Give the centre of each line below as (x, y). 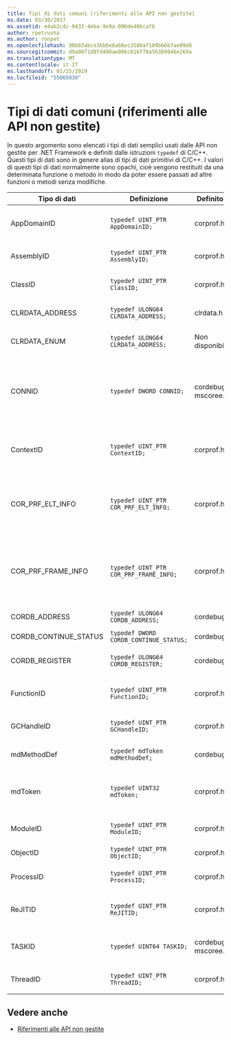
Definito (210, 199)
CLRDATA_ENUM (38, 342)
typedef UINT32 (135, 788)
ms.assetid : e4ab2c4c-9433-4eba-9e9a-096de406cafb (81, 26)
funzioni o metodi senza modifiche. (57, 182)
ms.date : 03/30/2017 (37, 20)
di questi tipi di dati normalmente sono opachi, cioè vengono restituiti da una (115, 167)
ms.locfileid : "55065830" (44, 77)
